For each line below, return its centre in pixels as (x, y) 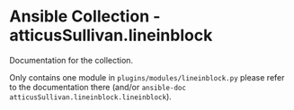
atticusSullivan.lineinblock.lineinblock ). (91, 97)
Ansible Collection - (85, 17)
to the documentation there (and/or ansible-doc (98, 87)
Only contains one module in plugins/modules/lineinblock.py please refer (147, 77)
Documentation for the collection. (71, 60)
